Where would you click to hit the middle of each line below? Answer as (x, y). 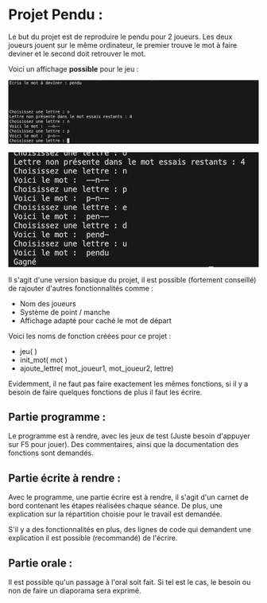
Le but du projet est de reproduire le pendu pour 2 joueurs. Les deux (120, 37)
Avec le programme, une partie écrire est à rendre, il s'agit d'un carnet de (128, 497)
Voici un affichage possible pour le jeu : (74, 68)
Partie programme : (57, 417)
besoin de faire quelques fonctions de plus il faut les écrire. (105, 392)
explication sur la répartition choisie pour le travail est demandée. (115, 514)
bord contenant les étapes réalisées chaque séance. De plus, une (115, 506)
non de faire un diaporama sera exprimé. (75, 591)
